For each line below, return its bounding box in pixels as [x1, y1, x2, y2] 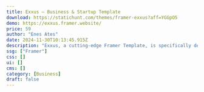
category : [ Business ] [6, 71, 61, 77]
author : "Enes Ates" [6, 31, 59, 38]
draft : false [6, 76, 39, 82]
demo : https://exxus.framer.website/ [6, 20, 102, 26]
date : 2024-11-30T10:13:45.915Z [6, 37, 88, 43]
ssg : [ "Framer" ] [6, 48, 47, 54]
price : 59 [6, 25, 32, 32]
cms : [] [6, 65, 26, 71]
